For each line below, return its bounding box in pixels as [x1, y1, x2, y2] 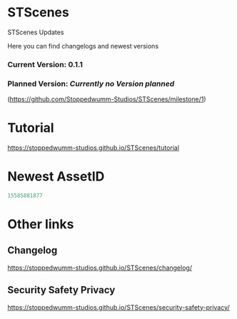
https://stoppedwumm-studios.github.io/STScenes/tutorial [7, 143, 180, 152]
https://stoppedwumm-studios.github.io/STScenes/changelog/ [7, 263, 193, 272]
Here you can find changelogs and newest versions [7, 41, 159, 50]
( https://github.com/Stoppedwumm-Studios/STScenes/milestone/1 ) [7, 95, 206, 103]
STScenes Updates [7, 28, 64, 36]
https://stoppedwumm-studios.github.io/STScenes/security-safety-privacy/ [7, 303, 230, 311]
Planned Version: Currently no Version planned [7, 79, 175, 88]
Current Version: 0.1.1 [7, 59, 84, 69]
